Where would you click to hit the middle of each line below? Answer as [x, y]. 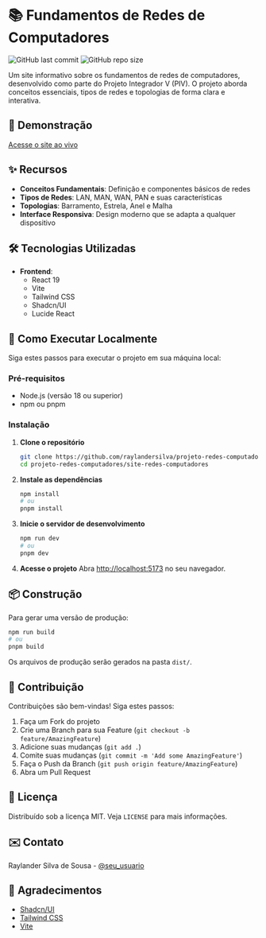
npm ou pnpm [42, 404]
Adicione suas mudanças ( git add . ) [80, 747]
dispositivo [37, 223]
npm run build [32, 632]
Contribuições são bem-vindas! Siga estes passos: [91, 706]
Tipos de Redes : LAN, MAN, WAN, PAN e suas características [121, 197]
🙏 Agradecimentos [55, 891]
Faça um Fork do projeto [60, 722]
